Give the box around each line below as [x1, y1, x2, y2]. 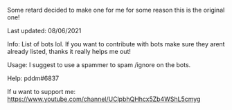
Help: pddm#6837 [7, 74, 60, 82]
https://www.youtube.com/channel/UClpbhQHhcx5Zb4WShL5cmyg [7, 95, 201, 103]
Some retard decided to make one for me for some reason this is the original [7, 6, 225, 14]
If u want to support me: [7, 88, 76, 95]
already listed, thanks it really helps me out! [7, 48, 132, 55]
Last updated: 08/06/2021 [7, 27, 82, 35]
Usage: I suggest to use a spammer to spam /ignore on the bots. [7, 61, 191, 68]
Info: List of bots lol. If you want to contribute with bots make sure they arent [7, 40, 225, 48]
